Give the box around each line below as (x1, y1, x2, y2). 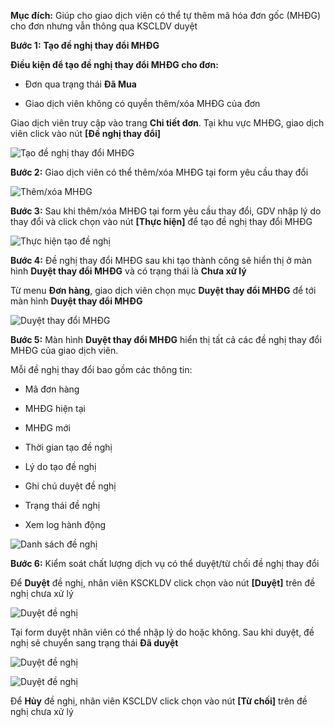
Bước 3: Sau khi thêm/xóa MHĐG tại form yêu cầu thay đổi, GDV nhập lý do (10, 205, 322, 217)
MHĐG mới (24, 422, 71, 434)
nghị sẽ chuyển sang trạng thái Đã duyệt (10, 637, 179, 649)
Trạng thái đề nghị (24, 500, 101, 511)
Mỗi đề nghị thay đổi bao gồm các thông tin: (10, 364, 193, 375)
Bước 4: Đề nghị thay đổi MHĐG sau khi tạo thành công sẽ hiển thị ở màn (10, 255, 312, 266)
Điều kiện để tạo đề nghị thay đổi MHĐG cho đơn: (10, 59, 219, 70)
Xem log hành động (24, 519, 107, 530)
